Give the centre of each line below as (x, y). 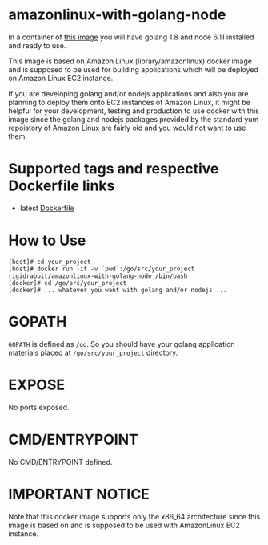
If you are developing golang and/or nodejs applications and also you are (128, 93)
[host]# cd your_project (50, 262)
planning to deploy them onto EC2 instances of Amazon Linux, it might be (129, 102)
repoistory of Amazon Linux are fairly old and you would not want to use (127, 128)
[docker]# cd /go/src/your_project (68, 283)
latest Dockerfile (47, 208)
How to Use (47, 240)
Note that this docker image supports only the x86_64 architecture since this (134, 516)
